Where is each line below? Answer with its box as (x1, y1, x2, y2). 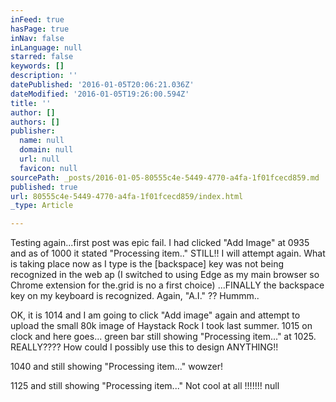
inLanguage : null (10, 42, 83, 53)
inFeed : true (10, 14, 65, 25)
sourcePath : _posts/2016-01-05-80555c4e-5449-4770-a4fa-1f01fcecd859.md (10, 172, 320, 183)
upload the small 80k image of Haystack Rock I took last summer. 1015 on (10, 320, 313, 332)
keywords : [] (10, 61, 65, 71)
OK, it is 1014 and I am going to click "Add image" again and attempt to (10, 309, 301, 321)
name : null (19, 136, 65, 146)
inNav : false (10, 33, 65, 43)
